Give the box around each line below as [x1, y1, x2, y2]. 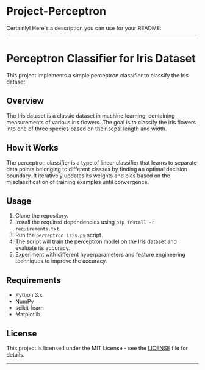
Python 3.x [15, 291, 43, 299]
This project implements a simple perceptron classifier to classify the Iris [6, 71, 189, 79]
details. [6, 350, 25, 358]
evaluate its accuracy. [15, 244, 70, 252]
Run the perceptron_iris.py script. [15, 232, 103, 239]
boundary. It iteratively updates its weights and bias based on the [6, 172, 171, 179]
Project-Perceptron [6, 4, 107, 18]
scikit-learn [15, 304, 44, 311]
